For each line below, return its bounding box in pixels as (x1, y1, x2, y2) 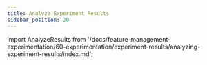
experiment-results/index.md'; (7, 49, 93, 58)
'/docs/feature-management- (87, 35, 171, 43)
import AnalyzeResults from (7, 35, 86, 43)
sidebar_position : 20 (7, 16, 70, 23)
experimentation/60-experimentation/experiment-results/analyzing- (7, 42, 201, 51)
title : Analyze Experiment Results (7, 10, 110, 17)
